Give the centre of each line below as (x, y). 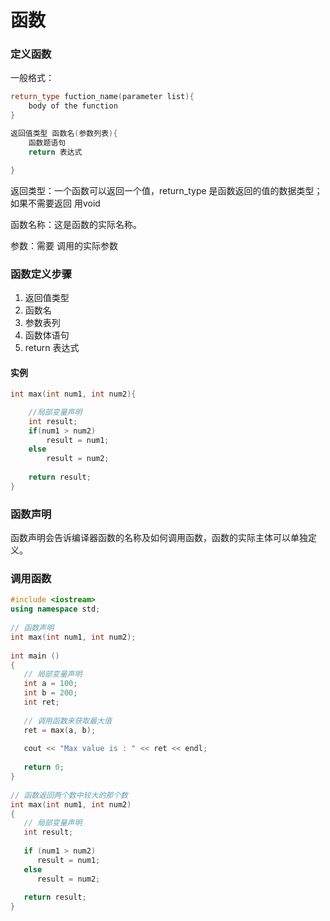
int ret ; (41, 702)
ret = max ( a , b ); (60, 730)
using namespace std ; (55, 609)
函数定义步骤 (41, 274)
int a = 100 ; (50, 684)
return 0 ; (44, 767)
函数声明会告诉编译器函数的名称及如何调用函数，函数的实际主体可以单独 (159, 538)
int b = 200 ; (50, 693)
